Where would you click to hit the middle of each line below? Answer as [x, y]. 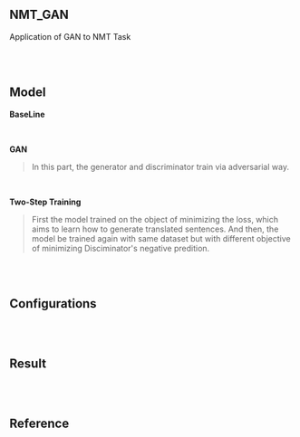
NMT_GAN [39, 15]
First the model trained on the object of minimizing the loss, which [155, 219]
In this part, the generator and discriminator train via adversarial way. [160, 166]
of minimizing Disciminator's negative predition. [121, 248]
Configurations [53, 304]
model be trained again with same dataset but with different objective [161, 238]
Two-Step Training [45, 202]
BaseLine [27, 114]
